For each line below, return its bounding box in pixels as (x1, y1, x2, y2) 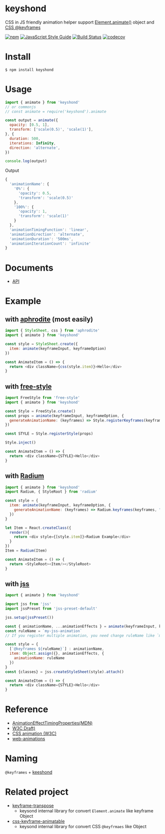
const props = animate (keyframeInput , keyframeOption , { (5, 413, 124, 418)
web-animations (12, 736, 45, 742)
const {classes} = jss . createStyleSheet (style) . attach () (5, 669, 124, 674)
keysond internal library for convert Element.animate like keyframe (19, 808, 154, 813)
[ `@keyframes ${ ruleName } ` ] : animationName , (9, 646, 105, 651)
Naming (5, 753, 38, 764)
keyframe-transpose (12, 803, 54, 808)
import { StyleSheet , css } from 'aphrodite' (5, 328, 100, 333)
